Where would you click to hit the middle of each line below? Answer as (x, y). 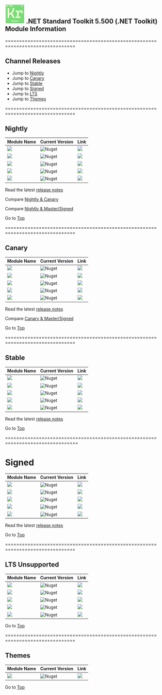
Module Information (36, 29)
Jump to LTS (25, 93)
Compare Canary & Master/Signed (39, 318)
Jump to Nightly (28, 73)
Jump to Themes (29, 99)
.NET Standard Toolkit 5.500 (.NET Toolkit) (92, 21)
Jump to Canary (28, 78)
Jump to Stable (27, 83)
